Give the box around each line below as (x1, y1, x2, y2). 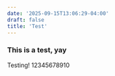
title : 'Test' (7, 23, 48, 29)
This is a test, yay (7, 45, 67, 55)
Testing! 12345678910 (7, 61, 70, 69)
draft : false (7, 16, 45, 23)
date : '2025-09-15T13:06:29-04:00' (7, 10, 109, 17)
